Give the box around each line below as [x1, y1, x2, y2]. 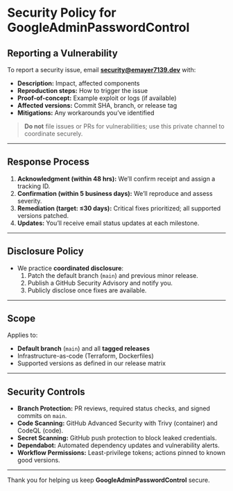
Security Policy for [7, 5, 116, 21]
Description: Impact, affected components [17, 79, 140, 88]
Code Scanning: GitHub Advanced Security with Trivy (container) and [17, 419, 218, 428]
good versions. [17, 456, 60, 465]
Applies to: [7, 331, 38, 340]
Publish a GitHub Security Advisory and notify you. [27, 278, 173, 287]
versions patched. [17, 211, 69, 219]
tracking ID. [17, 182, 51, 190]
